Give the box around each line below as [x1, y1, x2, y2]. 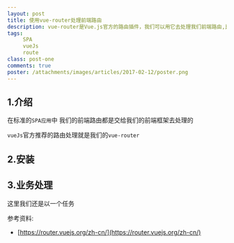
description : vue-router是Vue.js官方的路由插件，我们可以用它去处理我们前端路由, [7, 23, 226, 30]
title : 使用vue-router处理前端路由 [7, 17, 102, 24]
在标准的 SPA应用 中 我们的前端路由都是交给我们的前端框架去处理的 [7, 116, 194, 124]
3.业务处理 [7, 179, 54, 191]
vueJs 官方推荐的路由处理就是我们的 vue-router [7, 131, 140, 140]
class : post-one [7, 56, 54, 63]
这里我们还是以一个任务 [7, 199, 75, 207]
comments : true [7, 62, 52, 69]
